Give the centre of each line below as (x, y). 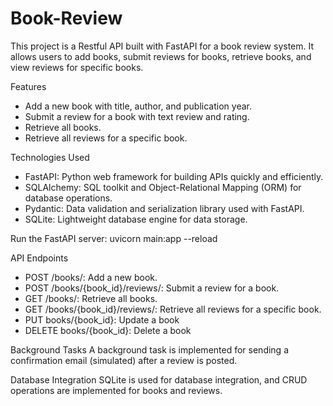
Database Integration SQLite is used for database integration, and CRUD (159, 379)
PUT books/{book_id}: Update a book (102, 319)
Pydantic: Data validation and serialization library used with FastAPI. (164, 208)
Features (28, 86)
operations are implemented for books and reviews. (116, 390)
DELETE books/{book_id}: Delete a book (108, 330)
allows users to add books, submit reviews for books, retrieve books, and (161, 56)
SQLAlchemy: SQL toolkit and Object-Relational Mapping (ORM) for (163, 187)
